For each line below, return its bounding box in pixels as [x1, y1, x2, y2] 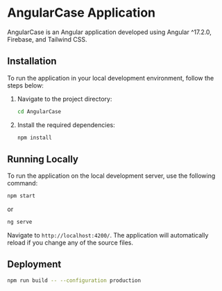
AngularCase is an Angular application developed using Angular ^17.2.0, [7, 28, 212, 36]
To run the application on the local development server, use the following [7, 172, 216, 180]
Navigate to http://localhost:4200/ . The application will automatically [7, 231, 209, 240]
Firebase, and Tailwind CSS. [7, 35, 88, 43]
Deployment [7, 258, 62, 270]
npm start [7, 192, 36, 199]
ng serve [7, 219, 33, 226]
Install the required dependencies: [17, 120, 116, 129]
